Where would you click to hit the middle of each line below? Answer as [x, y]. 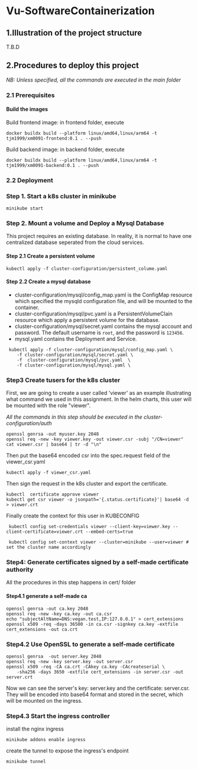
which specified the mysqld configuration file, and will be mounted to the [103, 301]
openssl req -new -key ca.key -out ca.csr [59, 614]
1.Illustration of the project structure [74, 33]
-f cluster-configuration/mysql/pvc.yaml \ [74, 360]
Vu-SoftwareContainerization [80, 11]
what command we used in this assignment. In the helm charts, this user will [99, 399]
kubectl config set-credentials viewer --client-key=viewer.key [89, 527]
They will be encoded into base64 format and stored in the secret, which [95, 694]
